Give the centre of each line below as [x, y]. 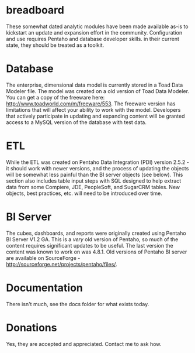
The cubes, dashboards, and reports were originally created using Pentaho [96, 233]
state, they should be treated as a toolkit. [55, 45]
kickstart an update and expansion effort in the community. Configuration [94, 32]
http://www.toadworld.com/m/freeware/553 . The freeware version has [91, 104]
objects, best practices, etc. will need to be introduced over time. [84, 193]
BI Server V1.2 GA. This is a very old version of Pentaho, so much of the [92, 239]
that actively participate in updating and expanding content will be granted [95, 116]
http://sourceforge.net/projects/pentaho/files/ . [62, 264]
